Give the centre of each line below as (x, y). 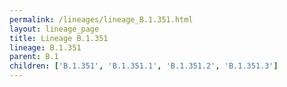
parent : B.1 (34, 57)
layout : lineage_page (54, 29)
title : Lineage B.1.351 (59, 38)
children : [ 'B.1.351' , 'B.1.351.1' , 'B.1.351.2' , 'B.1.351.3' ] (144, 66)
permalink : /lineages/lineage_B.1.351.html (101, 19)
